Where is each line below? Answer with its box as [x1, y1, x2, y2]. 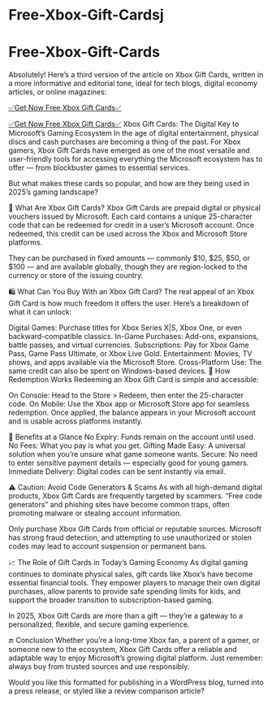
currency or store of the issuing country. [8, 271, 144, 280]
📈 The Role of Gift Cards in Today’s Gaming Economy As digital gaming [8, 558, 248, 567]
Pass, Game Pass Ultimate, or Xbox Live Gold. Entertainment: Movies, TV [8, 349, 253, 359]
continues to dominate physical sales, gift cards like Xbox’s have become [8, 569, 253, 579]
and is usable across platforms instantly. [8, 416, 144, 426]
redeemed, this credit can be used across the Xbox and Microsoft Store [8, 229, 248, 239]
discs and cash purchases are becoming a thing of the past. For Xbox [8, 137, 241, 147]
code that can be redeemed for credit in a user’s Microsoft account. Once [8, 220, 254, 230]
